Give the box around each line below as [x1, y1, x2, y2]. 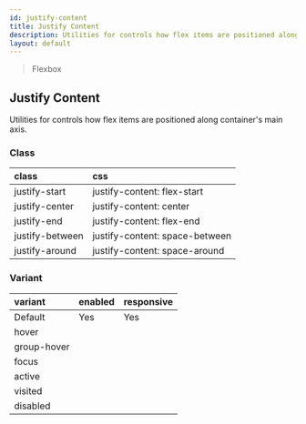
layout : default [9, 38, 71, 48]
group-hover [14, 340, 70, 353]
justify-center [14, 200, 75, 213]
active [14, 369, 41, 382]
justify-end [14, 215, 63, 227]
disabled [14, 399, 51, 412]
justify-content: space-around [92, 245, 225, 257]
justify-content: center [92, 200, 190, 213]
